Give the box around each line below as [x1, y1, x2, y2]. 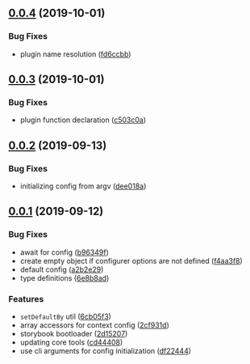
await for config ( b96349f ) [19, 247, 109, 257]
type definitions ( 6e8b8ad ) [19, 273, 110, 282]
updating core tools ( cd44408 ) [19, 337, 123, 347]
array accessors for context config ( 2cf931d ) [19, 320, 169, 330]
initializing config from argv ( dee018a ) [19, 181, 147, 191]
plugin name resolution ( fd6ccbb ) [19, 49, 131, 59]
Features [8, 293, 44, 304]
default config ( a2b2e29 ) [19, 265, 104, 274]
